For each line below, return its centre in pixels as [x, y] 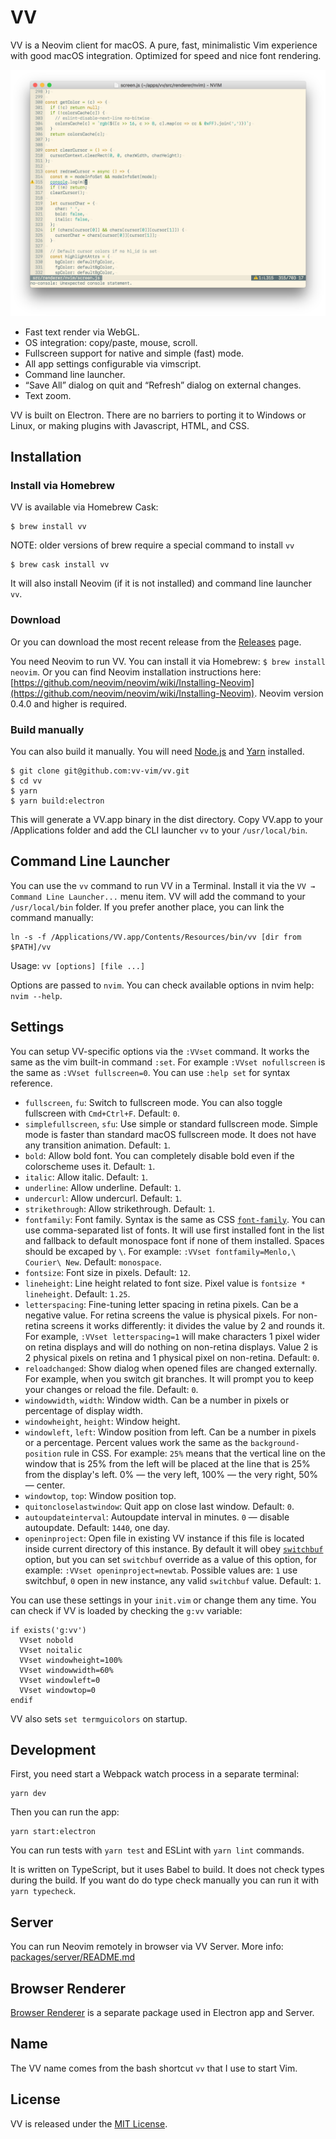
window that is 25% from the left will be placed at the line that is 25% [167, 1463]
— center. [45, 1485]
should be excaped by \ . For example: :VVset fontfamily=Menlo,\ [160, 1251]
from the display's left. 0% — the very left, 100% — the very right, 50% [171, 1474]
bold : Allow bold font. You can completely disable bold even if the [159, 1155]
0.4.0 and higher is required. [69, 703]
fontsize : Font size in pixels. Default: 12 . [108, 1272]
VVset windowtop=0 [58, 1690]
